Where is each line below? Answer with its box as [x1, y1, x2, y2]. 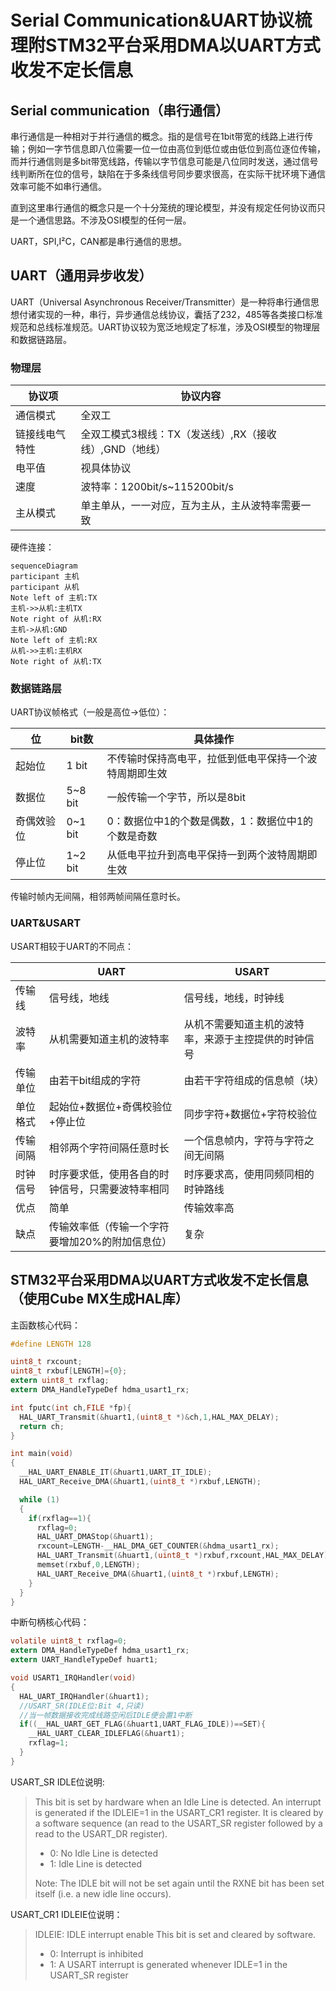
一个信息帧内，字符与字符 [183, 1133, 305, 1147]
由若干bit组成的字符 [48, 1073, 142, 1087]
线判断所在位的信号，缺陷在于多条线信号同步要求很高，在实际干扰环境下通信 [10, 168, 326, 180]
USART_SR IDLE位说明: [10, 1776, 105, 1788]
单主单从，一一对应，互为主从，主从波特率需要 [80, 499, 302, 513]
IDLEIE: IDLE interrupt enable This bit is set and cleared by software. [34, 1928, 317, 1940]
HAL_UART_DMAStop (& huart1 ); [36, 1532, 155, 1542]
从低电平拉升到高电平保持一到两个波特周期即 [106, 848, 318, 862]
